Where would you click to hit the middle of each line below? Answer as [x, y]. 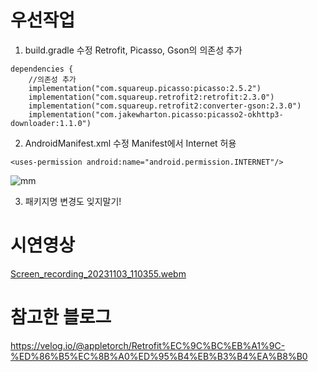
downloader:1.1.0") [51, 123]
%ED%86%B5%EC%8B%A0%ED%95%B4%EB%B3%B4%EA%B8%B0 [159, 356]
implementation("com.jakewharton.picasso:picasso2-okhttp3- [156, 114]
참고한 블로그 [61, 317]
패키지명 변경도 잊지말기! [73, 201]
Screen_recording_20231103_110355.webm [98, 273]
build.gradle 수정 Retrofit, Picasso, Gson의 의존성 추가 [133, 50]
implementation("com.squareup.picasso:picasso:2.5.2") [145, 88]
